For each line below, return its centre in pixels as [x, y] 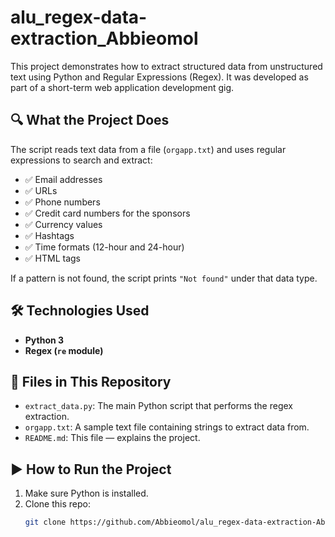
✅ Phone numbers [62, 202]
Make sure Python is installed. [86, 493]
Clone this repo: [57, 504]
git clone [45, 522]
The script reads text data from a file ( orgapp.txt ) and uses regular [148, 149]
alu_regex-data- [79, 17]
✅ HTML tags [53, 258]
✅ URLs [41, 190]
